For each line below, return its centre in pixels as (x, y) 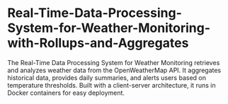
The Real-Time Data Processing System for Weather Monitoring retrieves (114, 62)
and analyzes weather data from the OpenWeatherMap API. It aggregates (114, 70)
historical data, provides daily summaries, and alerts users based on (107, 77)
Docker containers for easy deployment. (66, 93)
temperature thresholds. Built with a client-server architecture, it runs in (112, 85)
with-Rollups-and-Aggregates (98, 43)
